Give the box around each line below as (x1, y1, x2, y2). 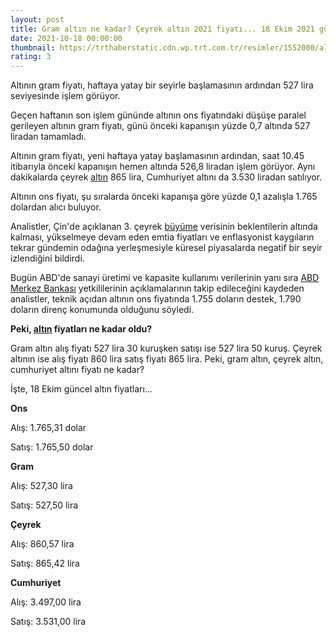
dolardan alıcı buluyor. (10, 201, 102, 213)
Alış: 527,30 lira (10, 480, 73, 492)
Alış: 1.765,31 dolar (10, 422, 87, 434)
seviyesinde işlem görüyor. (10, 90, 121, 102)
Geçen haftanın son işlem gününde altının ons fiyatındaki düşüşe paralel (10, 109, 307, 121)
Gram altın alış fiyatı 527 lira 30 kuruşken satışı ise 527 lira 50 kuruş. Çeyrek (10, 342, 323, 355)
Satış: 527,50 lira (10, 499, 79, 511)
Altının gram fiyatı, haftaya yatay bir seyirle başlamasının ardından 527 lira (10, 79, 314, 91)
